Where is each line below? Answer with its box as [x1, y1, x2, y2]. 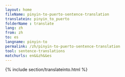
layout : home [5, 7, 32, 12]
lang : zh [5, 26, 23, 31]
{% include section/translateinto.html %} [5, 67, 88, 73]
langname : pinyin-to [5, 39, 48, 44]
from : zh [5, 30, 23, 35]
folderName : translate [5, 21, 54, 26]
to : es [5, 35, 19, 40]
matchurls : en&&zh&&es [5, 53, 52, 58]
